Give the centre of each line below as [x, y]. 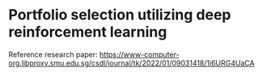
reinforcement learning [88, 32]
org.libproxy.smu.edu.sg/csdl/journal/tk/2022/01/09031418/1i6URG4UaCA [131, 63]
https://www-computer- [140, 54]
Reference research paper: [53, 54]
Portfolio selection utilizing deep [120, 15]
